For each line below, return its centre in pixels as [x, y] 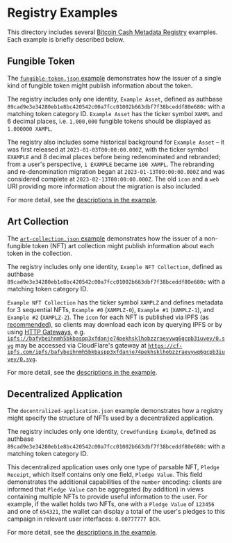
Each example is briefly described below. [66, 39]
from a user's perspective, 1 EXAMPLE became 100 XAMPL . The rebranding [111, 164]
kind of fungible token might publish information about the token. [100, 86]
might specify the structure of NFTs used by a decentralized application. [111, 418]
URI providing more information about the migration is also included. [105, 186]
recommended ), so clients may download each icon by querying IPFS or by [115, 324]
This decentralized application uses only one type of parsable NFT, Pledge [114, 467]
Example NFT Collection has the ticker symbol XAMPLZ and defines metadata [115, 302]
